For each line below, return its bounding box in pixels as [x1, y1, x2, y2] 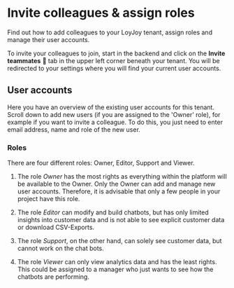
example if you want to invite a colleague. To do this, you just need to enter [7, 118, 224, 126]
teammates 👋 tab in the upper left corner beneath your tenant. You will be [7, 56, 220, 64]
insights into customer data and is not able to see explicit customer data [17, 216, 225, 224]
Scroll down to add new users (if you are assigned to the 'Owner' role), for [7, 110, 221, 118]
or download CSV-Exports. [17, 223, 95, 232]
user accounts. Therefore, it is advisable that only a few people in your [17, 187, 221, 196]
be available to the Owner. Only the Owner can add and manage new [17, 180, 216, 188]
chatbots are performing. [17, 273, 89, 281]
